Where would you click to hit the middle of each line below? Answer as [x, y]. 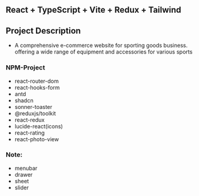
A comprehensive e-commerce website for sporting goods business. [101, 46]
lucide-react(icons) [39, 126]
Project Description [43, 31]
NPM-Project [25, 68]
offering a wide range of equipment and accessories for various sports [103, 52]
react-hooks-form [37, 87]
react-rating [30, 133]
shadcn [24, 100]
